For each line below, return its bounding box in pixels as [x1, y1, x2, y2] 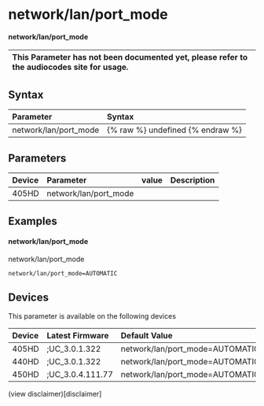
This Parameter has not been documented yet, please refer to [12, 52, 248, 63]
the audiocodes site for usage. [12, 61, 129, 72]
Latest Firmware [46, 330, 109, 341]
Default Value [120, 330, 173, 341]
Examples [8, 215, 57, 228]
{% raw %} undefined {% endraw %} [107, 124, 242, 135]
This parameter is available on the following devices [8, 312, 177, 321]
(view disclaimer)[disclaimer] [8, 389, 102, 399]
